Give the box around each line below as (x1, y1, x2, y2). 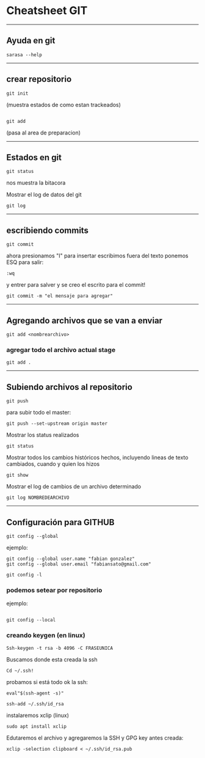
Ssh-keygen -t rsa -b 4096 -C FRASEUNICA (6, 645, 113, 651)
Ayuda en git (6, 35, 56, 46)
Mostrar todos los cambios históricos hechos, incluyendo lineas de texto (6, 454, 189, 462)
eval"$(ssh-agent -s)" (6, 690, 64, 696)
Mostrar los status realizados (6, 432, 79, 439)
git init (6, 90, 29, 97)
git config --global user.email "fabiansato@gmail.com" (6, 561, 151, 567)
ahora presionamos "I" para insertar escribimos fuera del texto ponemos (6, 252, 189, 260)
